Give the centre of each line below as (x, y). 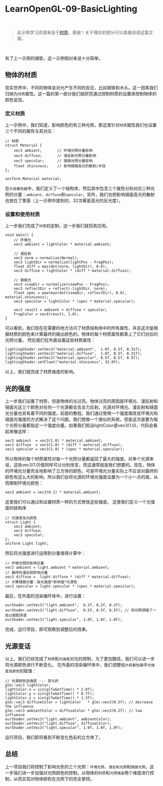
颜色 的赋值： (24, 670)
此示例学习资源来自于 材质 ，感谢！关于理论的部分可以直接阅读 (79, 32)
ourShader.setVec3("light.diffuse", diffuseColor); (58, 723)
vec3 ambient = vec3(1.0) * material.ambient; (54, 441)
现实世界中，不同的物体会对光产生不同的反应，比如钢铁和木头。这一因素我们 (81, 87)
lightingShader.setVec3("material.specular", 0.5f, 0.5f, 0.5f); (72, 358)
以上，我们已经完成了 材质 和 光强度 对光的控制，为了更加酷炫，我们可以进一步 (80, 658)
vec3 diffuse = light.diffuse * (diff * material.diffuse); (68, 577)
